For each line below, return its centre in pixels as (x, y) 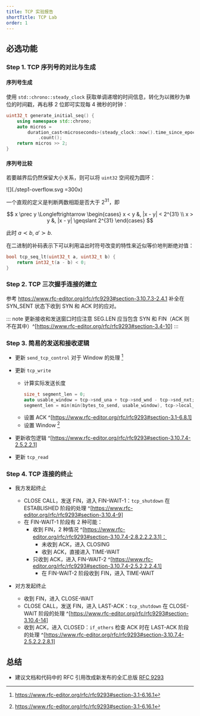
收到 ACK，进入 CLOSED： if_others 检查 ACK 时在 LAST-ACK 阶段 (106, 628)
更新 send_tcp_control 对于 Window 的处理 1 (69, 357)
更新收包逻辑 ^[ (33, 438)
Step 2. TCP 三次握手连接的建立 (51, 284)
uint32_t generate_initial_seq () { (50, 115)
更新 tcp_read (32, 457)
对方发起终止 (30, 586)
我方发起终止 (30, 488)
